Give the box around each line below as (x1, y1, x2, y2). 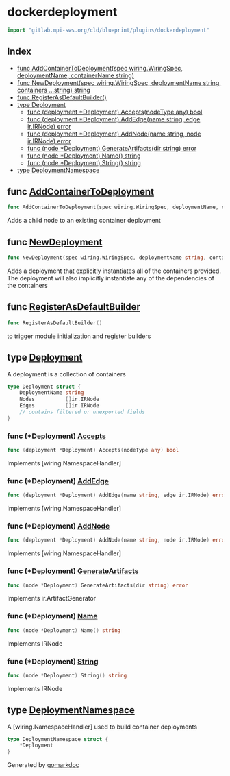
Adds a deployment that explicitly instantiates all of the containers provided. (7, 267, 221, 275)
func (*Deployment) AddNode (7, 522, 110, 531)
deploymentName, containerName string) (16, 71, 135, 80)
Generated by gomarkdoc (7, 761, 80, 769)
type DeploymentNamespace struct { (7, 736, 109, 742)
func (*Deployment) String (7, 656, 99, 666)
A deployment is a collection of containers (7, 369, 127, 378)
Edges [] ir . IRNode (19, 402, 99, 409)
